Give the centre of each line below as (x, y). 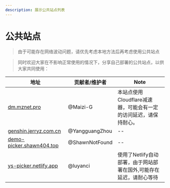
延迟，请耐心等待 (138, 177)
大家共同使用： (33, 68)
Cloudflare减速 (135, 100)
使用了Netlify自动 (138, 155)
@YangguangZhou (90, 131)
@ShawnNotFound (90, 142)
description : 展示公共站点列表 (35, 10)
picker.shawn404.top (33, 146)
